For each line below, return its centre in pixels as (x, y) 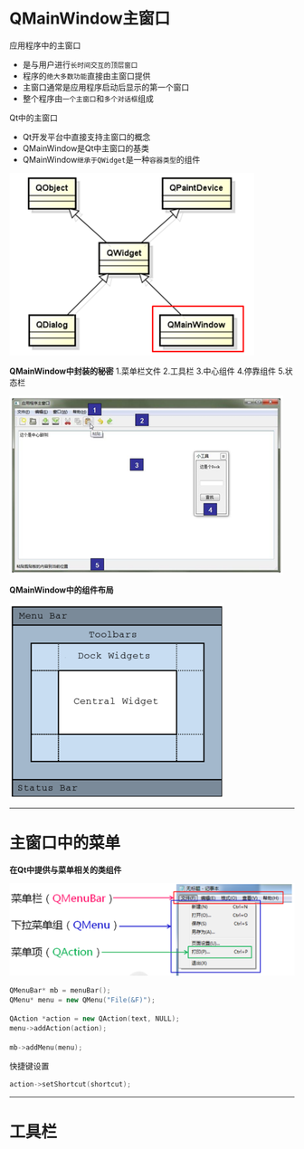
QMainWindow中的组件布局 (62, 590)
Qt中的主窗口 (34, 118)
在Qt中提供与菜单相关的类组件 (66, 869)
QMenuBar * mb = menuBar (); (60, 990)
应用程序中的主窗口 (45, 45)
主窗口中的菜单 (65, 843)
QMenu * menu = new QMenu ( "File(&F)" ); (82, 1000)
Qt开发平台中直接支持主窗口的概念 (86, 137)
